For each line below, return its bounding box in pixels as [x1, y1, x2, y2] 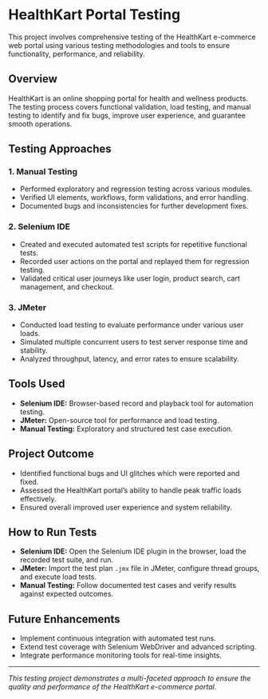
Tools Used [8, 377, 65, 391]
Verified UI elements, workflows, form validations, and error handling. [19, 193, 249, 202]
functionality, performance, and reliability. [8, 49, 145, 58]
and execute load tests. [19, 572, 97, 581]
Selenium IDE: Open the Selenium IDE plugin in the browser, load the [19, 546, 247, 557]
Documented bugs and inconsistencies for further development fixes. [19, 202, 249, 211]
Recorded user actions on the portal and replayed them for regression [19, 256, 250, 266]
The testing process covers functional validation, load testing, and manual [8, 102, 251, 111]
